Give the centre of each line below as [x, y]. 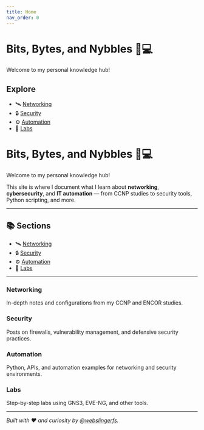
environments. [24, 374]
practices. [19, 338]
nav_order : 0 [23, 18]
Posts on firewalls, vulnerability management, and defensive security [93, 332]
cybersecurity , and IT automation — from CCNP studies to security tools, [99, 194]
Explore [21, 89]
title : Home [21, 12]
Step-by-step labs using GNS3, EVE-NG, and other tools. [77, 403]
